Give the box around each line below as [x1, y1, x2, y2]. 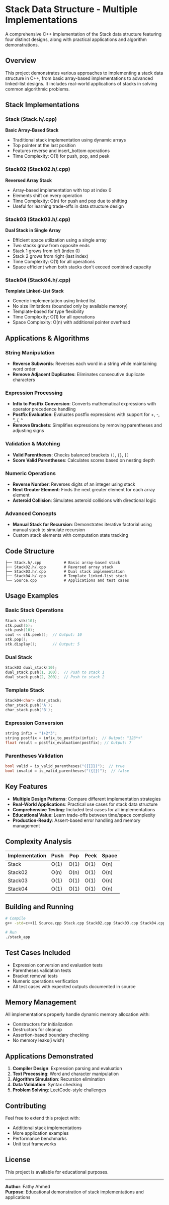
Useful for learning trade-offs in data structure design [12, 203, 124, 209]
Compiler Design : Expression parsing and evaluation [12, 1065, 122, 1072]
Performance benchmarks [12, 1135, 67, 1141]
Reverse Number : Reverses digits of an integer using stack [12, 481, 136, 487]
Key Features [5, 782, 48, 791]
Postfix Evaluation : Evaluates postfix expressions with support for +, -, [12, 411, 160, 418]
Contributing [5, 1101, 46, 1110]
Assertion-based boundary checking [12, 1032, 89, 1038]
